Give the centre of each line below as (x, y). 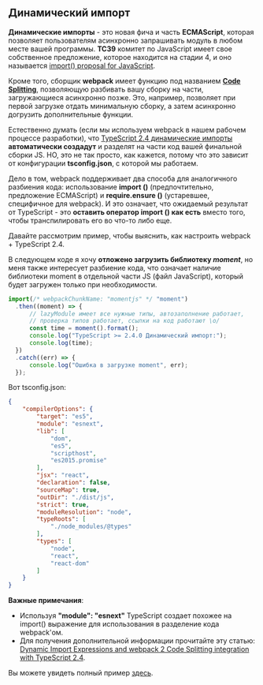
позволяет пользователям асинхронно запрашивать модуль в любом (125, 40)
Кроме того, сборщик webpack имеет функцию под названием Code (124, 80)
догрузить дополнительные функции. (71, 114)
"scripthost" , (73, 453)
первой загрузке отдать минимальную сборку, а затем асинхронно (122, 106)
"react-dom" (70, 563)
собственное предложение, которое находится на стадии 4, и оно (120, 57)
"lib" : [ (51, 431)
